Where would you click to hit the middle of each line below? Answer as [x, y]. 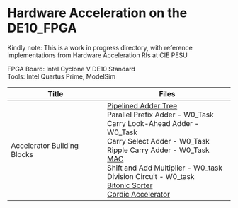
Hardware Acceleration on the [97, 13]
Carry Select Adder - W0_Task [159, 141]
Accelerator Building [45, 145]
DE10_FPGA [42, 28]
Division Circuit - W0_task [151, 176]
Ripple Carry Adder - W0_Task [158, 150]
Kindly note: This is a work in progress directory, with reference [100, 47]
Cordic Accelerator [139, 194]
